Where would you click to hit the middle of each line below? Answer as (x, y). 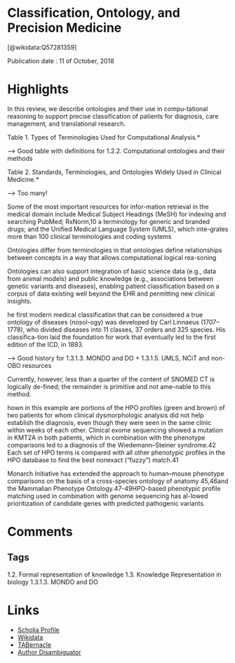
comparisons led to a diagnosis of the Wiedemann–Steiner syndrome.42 (112, 445)
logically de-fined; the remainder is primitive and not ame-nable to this (109, 386)
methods (20, 158)
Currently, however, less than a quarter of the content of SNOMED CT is (111, 379)
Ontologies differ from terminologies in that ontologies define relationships (115, 250)
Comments (40, 532)
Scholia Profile (38, 629)
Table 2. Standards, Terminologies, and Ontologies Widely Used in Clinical (114, 172)
